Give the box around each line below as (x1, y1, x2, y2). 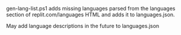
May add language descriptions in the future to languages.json (6, 23, 160, 29)
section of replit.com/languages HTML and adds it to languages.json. (6, 11, 175, 18)
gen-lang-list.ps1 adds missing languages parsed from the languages (6, 5, 176, 12)
